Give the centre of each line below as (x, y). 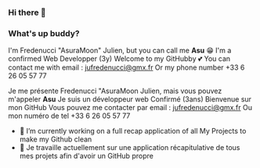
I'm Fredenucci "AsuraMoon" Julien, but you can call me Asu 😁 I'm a (120, 51)
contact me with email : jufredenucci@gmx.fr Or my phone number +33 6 (126, 68)
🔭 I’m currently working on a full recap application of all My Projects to (133, 131)
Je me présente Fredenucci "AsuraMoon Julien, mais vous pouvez (115, 91)
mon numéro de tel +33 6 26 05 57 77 (69, 116)
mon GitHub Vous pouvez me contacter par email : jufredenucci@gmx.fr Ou (130, 108)
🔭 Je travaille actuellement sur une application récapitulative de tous (130, 148)
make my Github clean (56, 139)
